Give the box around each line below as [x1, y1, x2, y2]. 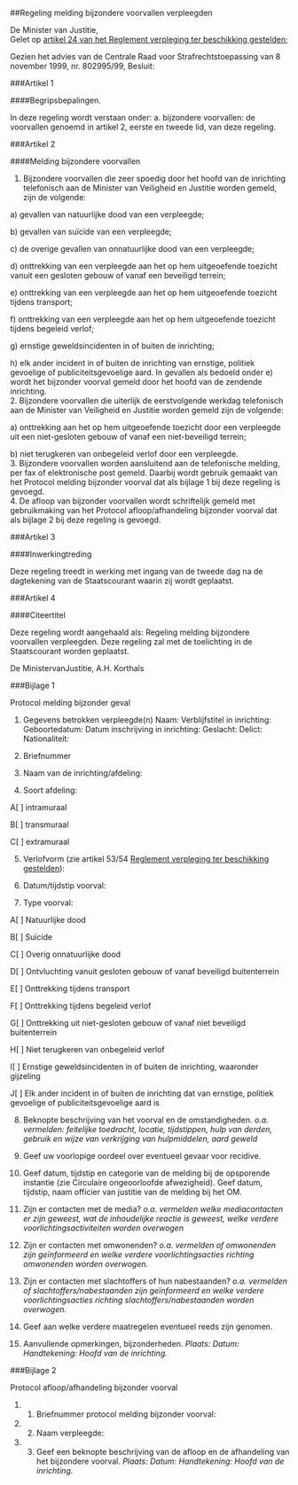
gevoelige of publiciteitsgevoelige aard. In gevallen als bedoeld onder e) [10, 367, 273, 378]
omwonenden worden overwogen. [22, 1259, 149, 1269]
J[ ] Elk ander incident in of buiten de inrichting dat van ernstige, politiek [10, 1088, 274, 1098]
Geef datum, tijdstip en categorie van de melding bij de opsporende [22, 1168, 271, 1178]
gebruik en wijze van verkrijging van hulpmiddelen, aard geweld [22, 1134, 258, 1144]
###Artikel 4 [10, 593, 56, 603]
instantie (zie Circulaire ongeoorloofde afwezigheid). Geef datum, [22, 1177, 263, 1187]
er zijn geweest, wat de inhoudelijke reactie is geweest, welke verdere [22, 1214, 278, 1223]
